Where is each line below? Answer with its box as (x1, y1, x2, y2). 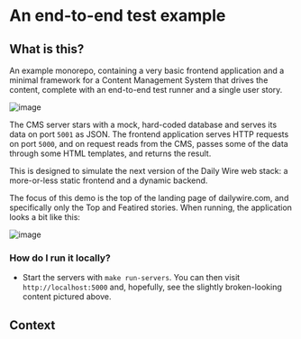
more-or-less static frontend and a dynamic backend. (9, 175, 208, 186)
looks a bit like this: (9, 212, 81, 222)
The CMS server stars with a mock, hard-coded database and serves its (9, 119, 278, 130)
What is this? (9, 41, 85, 57)
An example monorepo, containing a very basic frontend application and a (9, 65, 285, 76)
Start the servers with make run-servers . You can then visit (22, 272, 241, 283)
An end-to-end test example (9, 5, 226, 26)
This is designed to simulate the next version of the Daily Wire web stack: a (9, 166, 288, 176)
